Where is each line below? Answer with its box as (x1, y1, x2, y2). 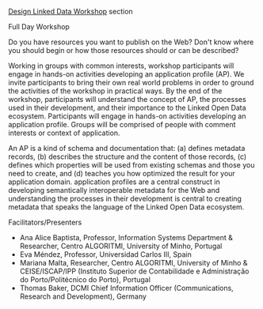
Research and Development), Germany (19, 292, 147, 301)
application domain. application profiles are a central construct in (8, 177, 220, 187)
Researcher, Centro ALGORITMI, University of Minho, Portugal (19, 241, 223, 251)
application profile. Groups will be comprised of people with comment (8, 120, 236, 129)
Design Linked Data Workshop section (8, 7, 133, 16)
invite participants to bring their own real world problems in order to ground (8, 78, 254, 87)
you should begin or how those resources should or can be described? (8, 46, 239, 55)
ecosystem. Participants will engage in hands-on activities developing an (8, 111, 246, 121)
